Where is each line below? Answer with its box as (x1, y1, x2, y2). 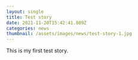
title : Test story (6, 14, 52, 20)
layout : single (6, 8, 44, 15)
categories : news (6, 25, 50, 31)
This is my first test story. (6, 47, 69, 54)
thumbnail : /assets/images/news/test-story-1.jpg (6, 31, 133, 37)
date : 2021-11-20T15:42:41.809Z (6, 20, 87, 26)
